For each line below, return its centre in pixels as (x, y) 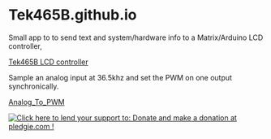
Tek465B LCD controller (48, 62)
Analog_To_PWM (37, 102)
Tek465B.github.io (73, 15)
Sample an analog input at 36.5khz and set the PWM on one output (120, 77)
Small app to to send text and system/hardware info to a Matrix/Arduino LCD (136, 37)
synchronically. (34, 86)
